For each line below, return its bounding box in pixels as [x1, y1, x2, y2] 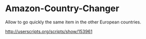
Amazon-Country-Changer [5, 3, 120, 14]
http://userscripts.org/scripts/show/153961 [5, 28, 93, 34]
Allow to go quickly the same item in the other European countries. [5, 19, 142, 25]
